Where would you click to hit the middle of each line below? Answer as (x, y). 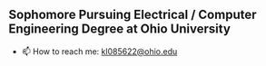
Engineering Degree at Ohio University (119, 29)
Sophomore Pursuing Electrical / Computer (133, 15)
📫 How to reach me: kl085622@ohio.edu (99, 51)
